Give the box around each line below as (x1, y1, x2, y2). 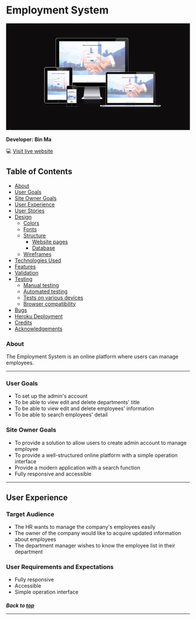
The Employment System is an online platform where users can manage (6, 353, 179, 360)
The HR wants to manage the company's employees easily (14, 523, 156, 531)
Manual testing (23, 281, 60, 288)
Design (14, 213, 32, 220)
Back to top (6, 602, 35, 609)
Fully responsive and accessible (14, 470, 92, 477)
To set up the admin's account (14, 392, 88, 399)
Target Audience (6, 510, 54, 518)
